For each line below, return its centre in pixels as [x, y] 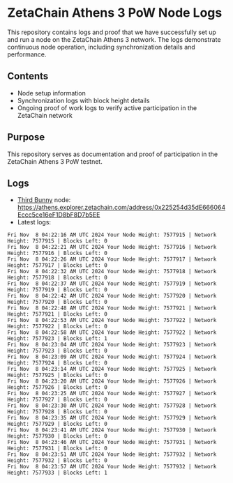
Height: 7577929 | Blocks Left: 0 [58, 424]
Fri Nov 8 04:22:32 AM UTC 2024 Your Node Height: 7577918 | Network [112, 272]
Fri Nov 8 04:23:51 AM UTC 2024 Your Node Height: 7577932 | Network [112, 454]
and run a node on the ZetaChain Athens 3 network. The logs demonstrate [114, 39]
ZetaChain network [45, 115]
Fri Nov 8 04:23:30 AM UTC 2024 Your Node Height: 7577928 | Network [112, 406]
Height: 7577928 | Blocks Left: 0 [58, 412]
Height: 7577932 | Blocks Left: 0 [58, 461]
